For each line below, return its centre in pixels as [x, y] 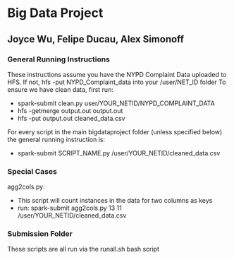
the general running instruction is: [56, 139]
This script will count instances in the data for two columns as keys [115, 201]
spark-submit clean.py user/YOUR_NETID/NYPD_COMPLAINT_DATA [116, 103]
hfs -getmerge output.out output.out [70, 110]
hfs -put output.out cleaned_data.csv [71, 118]
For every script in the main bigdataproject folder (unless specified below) [115, 131]
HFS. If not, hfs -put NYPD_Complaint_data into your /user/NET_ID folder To [117, 82]
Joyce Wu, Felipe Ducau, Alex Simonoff [96, 39]
